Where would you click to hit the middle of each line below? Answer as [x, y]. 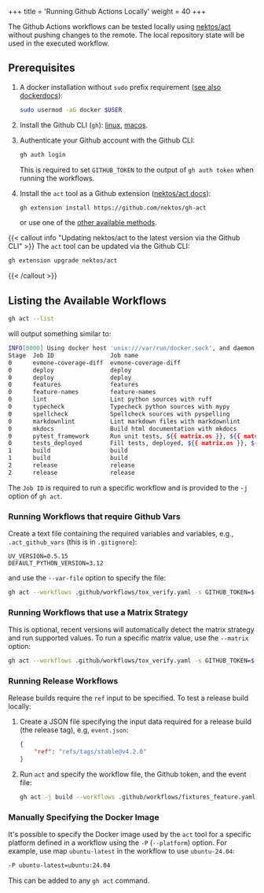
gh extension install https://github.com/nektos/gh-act [113, 208]
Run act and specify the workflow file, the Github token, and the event [133, 774]
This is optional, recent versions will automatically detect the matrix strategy [131, 630]
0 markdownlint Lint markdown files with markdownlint [125, 421]
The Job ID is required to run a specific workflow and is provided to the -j [128, 487]
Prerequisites [42, 68]
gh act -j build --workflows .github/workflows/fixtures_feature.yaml [137, 797]
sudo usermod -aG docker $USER [71, 109]
